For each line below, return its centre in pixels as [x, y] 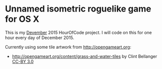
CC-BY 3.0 [23, 61]
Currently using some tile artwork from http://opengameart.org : [68, 47]
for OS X [22, 19]
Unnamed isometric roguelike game [78, 9]
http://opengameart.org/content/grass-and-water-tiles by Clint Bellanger [84, 56]
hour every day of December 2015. [40, 38]
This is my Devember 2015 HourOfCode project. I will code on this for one [79, 32]
